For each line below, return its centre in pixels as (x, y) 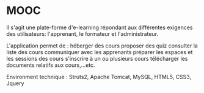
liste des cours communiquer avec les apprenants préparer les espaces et (100, 52)
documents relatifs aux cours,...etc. (51, 65)
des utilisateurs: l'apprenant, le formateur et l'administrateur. (82, 33)
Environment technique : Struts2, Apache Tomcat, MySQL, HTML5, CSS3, (99, 77)
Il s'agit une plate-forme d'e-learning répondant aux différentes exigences (100, 27)
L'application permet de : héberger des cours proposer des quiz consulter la (102, 46)
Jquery (15, 83)
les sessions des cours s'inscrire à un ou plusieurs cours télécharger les (97, 58)
